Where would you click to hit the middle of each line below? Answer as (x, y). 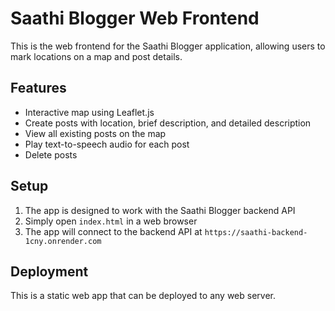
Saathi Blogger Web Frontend (135, 18)
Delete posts (51, 154)
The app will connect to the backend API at (113, 231)
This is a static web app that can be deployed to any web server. (143, 296)
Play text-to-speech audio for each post (107, 144)
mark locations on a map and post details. (96, 56)
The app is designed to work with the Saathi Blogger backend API (160, 210)
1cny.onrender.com (63, 241)
